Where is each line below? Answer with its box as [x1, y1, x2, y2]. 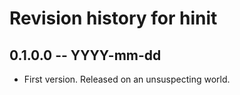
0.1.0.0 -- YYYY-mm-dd [9, 47, 162, 64]
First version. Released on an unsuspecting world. [23, 73, 231, 85]
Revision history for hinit [9, 7, 218, 30]
